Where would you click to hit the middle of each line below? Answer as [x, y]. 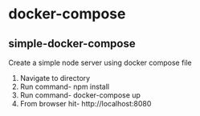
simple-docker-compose [72, 44]
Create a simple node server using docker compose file [100, 62]
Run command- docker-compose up [80, 95]
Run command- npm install [65, 86]
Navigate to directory [55, 78]
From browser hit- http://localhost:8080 [86, 104]
